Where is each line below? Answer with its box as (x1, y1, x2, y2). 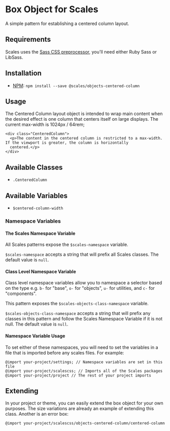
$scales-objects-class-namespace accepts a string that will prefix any (5, 310, 151, 316)
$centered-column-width (12, 206, 64, 211)
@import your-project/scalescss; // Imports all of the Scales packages (5, 368, 163, 373)
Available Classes (5, 163, 63, 172)
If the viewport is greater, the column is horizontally (5, 140, 129, 146)
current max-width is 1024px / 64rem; (5, 121, 85, 128)
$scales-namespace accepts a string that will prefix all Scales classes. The (5, 251, 159, 258)
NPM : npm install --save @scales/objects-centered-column (12, 83, 140, 89)
